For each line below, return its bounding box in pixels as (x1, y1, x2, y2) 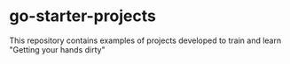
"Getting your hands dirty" (9, 44, 106, 54)
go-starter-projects (9, 6, 157, 26)
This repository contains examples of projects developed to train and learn (9, 35, 282, 46)
